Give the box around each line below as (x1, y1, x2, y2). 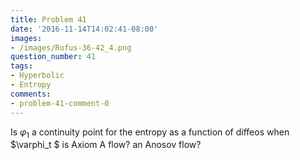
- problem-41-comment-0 (10, 98, 110, 108)
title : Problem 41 (10, 14, 87, 25)
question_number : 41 (10, 52, 97, 62)
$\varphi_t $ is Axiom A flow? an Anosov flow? (10, 139, 202, 151)
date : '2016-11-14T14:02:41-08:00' (10, 24, 159, 34)
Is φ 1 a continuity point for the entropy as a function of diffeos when (10, 126, 290, 140)
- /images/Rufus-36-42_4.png (10, 42, 132, 53)
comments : (10, 89, 52, 99)
